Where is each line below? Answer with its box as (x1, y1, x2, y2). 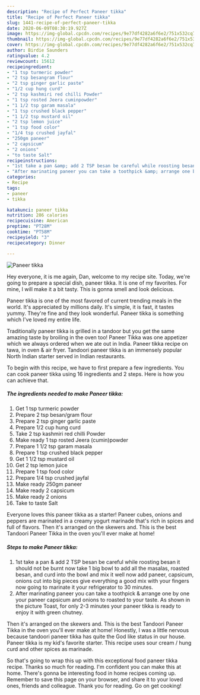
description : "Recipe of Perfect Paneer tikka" (7, 8, 127, 15)
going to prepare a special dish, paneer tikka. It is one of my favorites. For (7, 279, 188, 286)
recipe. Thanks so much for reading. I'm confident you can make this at (7, 664, 182, 671)
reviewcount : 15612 (7, 58, 55, 64)
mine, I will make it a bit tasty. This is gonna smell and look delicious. (7, 285, 174, 292)
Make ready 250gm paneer (15, 481, 82, 488)
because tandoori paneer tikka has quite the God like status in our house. (7, 633, 186, 640)
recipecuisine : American (7, 218, 68, 224)
